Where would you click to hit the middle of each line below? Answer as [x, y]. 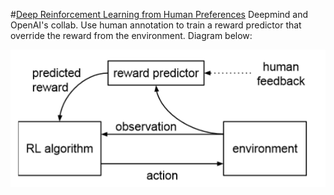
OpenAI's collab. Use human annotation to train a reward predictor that [156, 25]
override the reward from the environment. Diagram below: [131, 35]
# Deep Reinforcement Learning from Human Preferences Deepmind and [159, 14]
